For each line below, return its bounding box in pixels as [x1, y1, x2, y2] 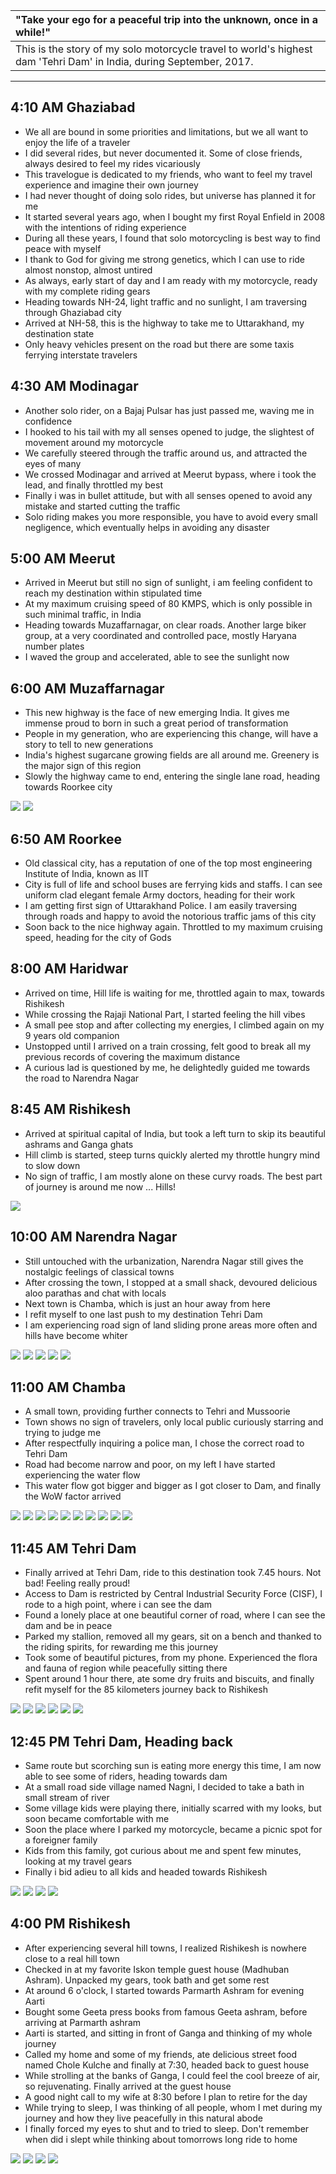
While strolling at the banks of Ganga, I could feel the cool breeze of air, [24, 2069, 321, 2081]
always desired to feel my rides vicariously [24, 157, 201, 169]
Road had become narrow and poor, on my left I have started [24, 1459, 276, 1471]
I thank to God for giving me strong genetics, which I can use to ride [24, 253, 306, 265]
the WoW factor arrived [24, 1490, 122, 1503]
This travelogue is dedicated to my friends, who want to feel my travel [24, 168, 313, 180]
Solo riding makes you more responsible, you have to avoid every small [24, 510, 318, 523]
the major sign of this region [24, 760, 142, 772]
